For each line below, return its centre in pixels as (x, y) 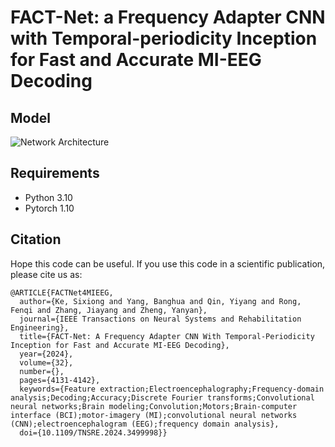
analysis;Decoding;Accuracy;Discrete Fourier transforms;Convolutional (162, 397)
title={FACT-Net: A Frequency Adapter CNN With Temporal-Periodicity (167, 336)
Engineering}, (40, 327)
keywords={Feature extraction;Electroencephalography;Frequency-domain (172, 389)
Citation (36, 239)
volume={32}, (46, 362)
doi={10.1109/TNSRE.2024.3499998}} (93, 432)
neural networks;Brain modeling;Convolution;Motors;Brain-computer (154, 406)
